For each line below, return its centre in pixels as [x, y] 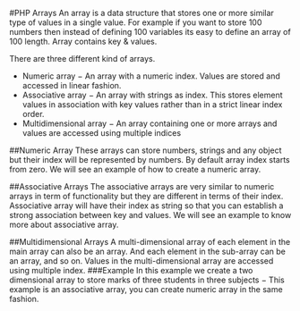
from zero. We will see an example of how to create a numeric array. [135, 169]
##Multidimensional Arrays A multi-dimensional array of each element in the [150, 242]
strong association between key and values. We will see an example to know [150, 215]
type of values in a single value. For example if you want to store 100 [136, 22]
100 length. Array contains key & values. [83, 41]
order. [33, 114]
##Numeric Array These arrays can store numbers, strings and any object [146, 150]
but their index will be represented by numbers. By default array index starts [150, 160]
